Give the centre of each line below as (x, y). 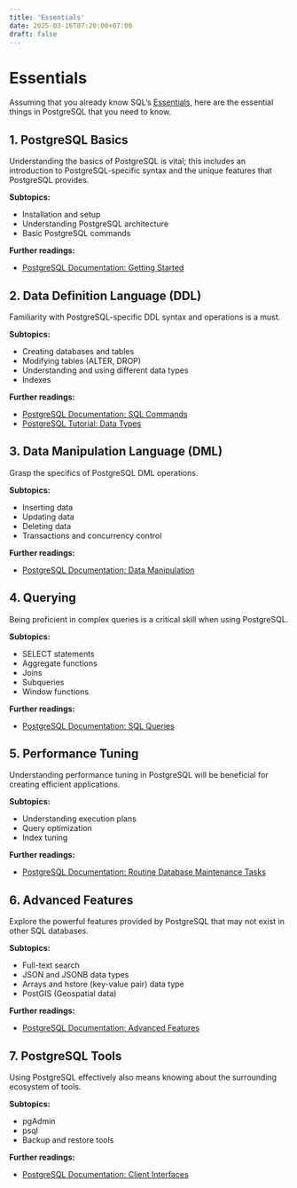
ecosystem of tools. (45, 1087)
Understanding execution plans (79, 819)
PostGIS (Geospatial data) (69, 994)
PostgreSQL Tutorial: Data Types (82, 424)
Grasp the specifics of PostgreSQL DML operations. (104, 472)
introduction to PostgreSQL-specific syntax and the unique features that (141, 170)
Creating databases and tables (78, 351)
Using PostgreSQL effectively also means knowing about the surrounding (143, 1077)
